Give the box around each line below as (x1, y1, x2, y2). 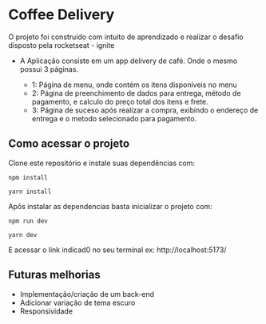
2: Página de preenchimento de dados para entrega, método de (31, 88, 241, 97)
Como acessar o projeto (8, 137, 130, 151)
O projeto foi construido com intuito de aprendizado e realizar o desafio (8, 32, 244, 41)
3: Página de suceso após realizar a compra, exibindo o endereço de (31, 105, 259, 115)
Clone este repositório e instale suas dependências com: (8, 158, 196, 168)
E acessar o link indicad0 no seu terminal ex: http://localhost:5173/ (8, 245, 227, 255)
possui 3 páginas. (19, 64, 78, 73)
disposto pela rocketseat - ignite (8, 40, 115, 49)
